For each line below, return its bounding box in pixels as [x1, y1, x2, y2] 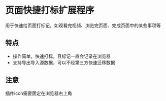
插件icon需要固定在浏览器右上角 [5, 90, 73, 96]
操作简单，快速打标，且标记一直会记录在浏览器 [12, 53, 111, 59]
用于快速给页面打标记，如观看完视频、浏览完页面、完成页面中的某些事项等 [5, 22, 161, 28]
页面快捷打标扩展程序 [5, 5, 95, 16]
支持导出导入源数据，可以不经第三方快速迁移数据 [12, 59, 115, 65]
